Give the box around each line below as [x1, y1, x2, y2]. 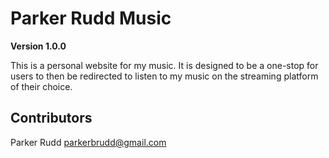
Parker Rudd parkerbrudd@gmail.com [10, 136, 167, 148]
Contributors [10, 110, 93, 127]
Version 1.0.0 [10, 40, 67, 52]
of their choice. [10, 80, 73, 92]
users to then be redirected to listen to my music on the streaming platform [10, 70, 319, 82]
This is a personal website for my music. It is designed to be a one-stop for [10, 59, 319, 71]
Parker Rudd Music [10, 7, 172, 30]
